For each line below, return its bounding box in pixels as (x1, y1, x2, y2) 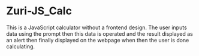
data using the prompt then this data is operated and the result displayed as (6, 30, 193, 37)
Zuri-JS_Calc (6, 4, 72, 18)
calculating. (6, 43, 35, 50)
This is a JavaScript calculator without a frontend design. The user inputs (6, 24, 187, 31)
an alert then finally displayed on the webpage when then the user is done (6, 36, 189, 43)
